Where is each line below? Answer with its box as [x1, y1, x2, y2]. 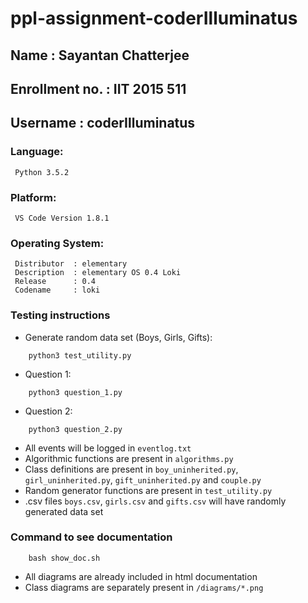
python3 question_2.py [28, 424, 123, 434]
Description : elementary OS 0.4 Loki [14, 268, 182, 278]
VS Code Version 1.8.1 [14, 213, 110, 223]
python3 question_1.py [28, 387, 123, 397]
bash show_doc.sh [28, 553, 101, 563]
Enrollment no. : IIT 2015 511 [10, 80, 187, 97]
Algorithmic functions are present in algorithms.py [24, 452, 234, 464]
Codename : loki [14, 285, 101, 296]
